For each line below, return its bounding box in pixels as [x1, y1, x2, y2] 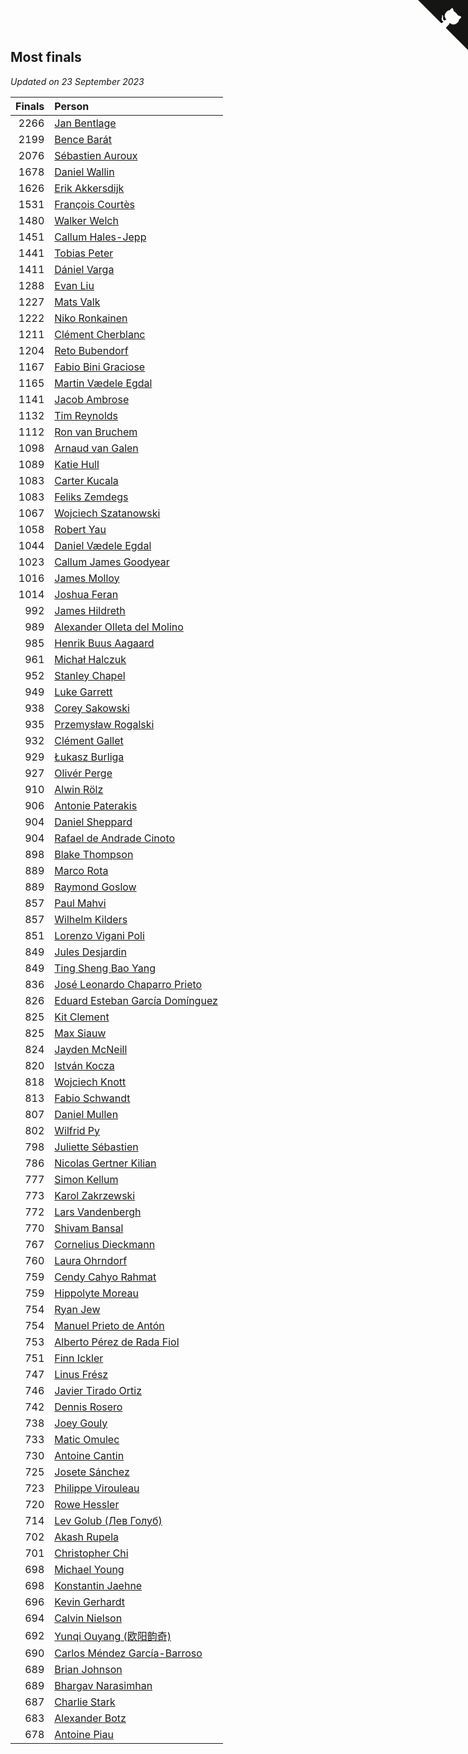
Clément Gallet [54, 733, 124, 747]
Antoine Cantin [54, 1448, 125, 1462]
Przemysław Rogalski [54, 717, 155, 731]
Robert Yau [54, 522, 107, 536]
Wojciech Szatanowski [54, 506, 161, 520]
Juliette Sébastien [54, 1140, 139, 1154]
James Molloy [54, 571, 120, 585]
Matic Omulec [54, 1432, 120, 1446]
